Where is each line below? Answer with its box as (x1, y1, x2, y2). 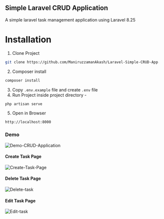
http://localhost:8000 (5, 120, 51, 125)
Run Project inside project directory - (12, 92, 87, 98)
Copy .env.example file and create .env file (12, 87, 98, 92)
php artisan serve (5, 101, 42, 107)
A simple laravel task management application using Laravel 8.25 (5, 17, 136, 22)
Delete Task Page (5, 175, 41, 181)
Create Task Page (5, 153, 41, 159)
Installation (5, 34, 52, 45)
